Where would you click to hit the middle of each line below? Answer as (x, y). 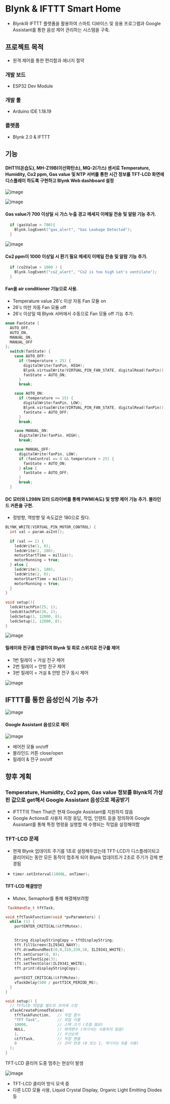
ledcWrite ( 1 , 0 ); (33, 546)
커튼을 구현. (22, 505)
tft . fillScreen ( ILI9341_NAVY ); (47, 945)
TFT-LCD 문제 (22, 839)
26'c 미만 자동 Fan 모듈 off (39, 307)
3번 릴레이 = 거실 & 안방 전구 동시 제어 (50, 673)
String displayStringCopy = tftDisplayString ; (64, 940)
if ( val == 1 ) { (27, 541)
